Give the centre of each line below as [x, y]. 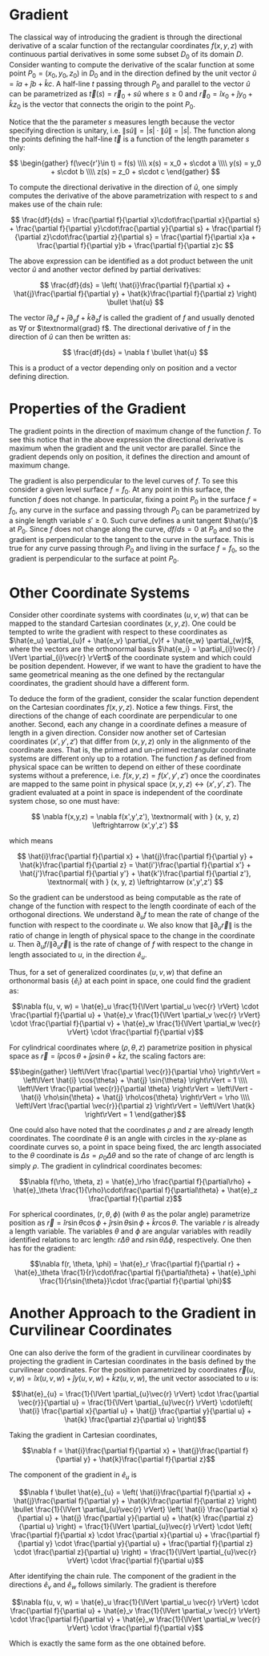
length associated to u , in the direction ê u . [78, 955]
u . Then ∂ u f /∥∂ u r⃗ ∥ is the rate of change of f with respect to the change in [131, 945]
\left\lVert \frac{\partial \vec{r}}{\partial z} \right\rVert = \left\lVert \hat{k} [135, 1106]
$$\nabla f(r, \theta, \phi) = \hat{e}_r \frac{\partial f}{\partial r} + [135, 1264]
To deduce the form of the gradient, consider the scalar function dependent [134, 699]
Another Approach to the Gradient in [133, 1313]
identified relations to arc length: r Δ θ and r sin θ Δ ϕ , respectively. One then [130, 1240]
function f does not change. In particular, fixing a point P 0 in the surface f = [133, 501]
